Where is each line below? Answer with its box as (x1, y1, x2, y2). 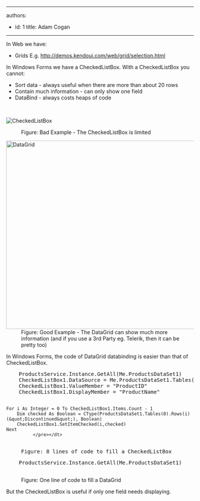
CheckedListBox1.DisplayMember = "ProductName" (18, 388, 161, 395)
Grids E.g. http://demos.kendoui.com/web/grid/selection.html (14, 52, 165, 59)
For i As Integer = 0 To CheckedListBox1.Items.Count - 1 (6, 406, 153, 412)
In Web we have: (6, 41, 47, 48)
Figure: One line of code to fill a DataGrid (21, 477, 121, 483)
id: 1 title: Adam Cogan (14, 23, 70, 30)
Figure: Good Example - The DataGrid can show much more (21, 329, 168, 335)
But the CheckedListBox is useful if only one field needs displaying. (6, 488, 171, 495)
